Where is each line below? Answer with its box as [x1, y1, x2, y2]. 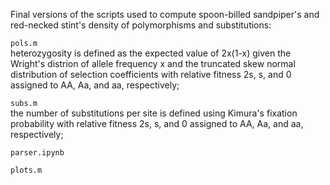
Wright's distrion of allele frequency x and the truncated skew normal [10, 58, 296, 69]
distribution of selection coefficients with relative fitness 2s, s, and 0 [10, 69, 292, 80]
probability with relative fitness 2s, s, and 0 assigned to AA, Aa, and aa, [10, 118, 304, 129]
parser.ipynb [10, 148, 65, 158]
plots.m [10, 165, 43, 175]
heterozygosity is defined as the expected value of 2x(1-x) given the [10, 47, 292, 59]
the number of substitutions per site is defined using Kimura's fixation [10, 107, 298, 119]
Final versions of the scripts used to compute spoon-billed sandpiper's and [10, 9, 320, 20]
